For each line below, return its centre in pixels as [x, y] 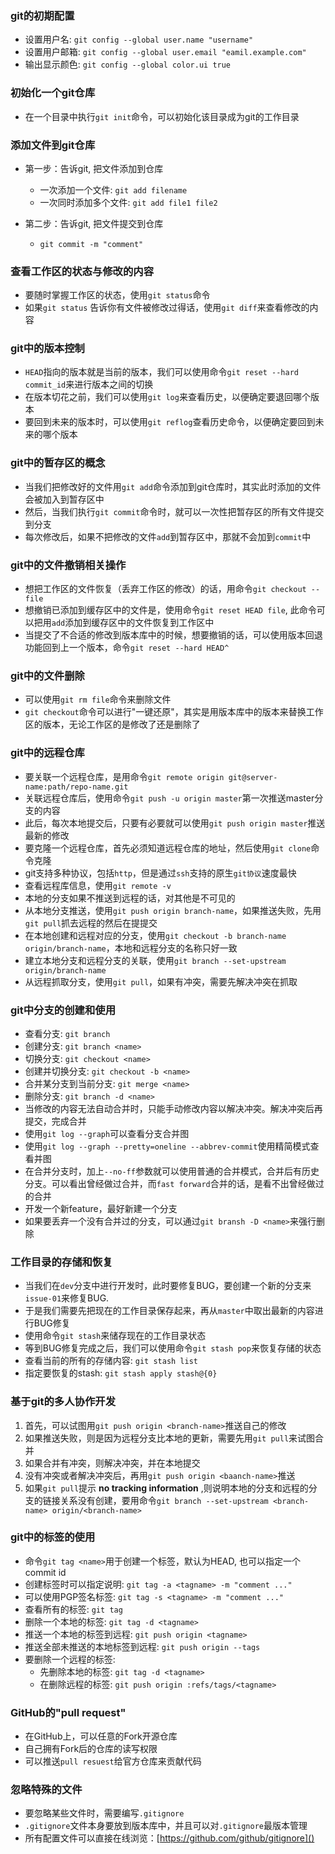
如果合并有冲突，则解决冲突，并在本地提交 [112, 1463]
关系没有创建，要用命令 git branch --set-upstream [164, 1500]
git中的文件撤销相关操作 [68, 565]
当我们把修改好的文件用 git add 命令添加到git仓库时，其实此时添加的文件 [173, 486]
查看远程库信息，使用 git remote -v [98, 885]
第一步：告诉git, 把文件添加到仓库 [94, 168]
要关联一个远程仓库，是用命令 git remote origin [124, 776]
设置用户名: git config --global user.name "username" [139, 39]
